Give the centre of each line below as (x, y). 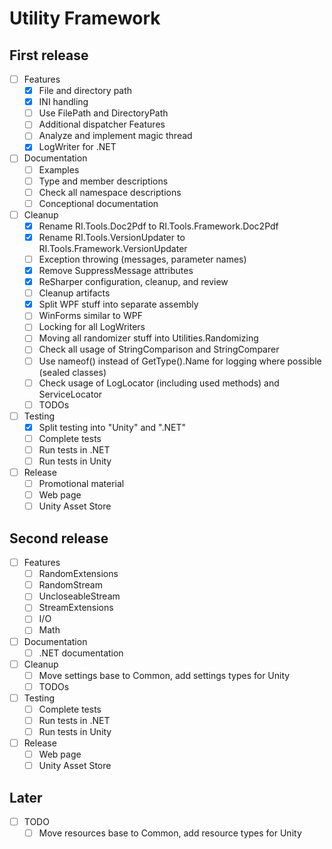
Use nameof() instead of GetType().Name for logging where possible (180, 361)
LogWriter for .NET (77, 147)
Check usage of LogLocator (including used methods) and (159, 383)
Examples (59, 169)
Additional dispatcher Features (102, 124)
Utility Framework (85, 18)
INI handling (63, 102)
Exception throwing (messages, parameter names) (142, 259)
